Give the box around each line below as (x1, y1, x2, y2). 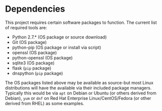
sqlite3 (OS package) (12, 60, 55, 66)
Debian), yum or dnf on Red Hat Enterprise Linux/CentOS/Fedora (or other (5, 95, 152, 101)
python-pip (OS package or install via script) (12, 44, 101, 50)
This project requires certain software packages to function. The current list (5, 19, 157, 25)
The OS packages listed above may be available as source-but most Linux (5, 79, 154, 86)
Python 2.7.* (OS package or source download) (12, 34, 107, 40)
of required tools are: (5, 24, 47, 30)
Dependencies (5, 3, 65, 15)
